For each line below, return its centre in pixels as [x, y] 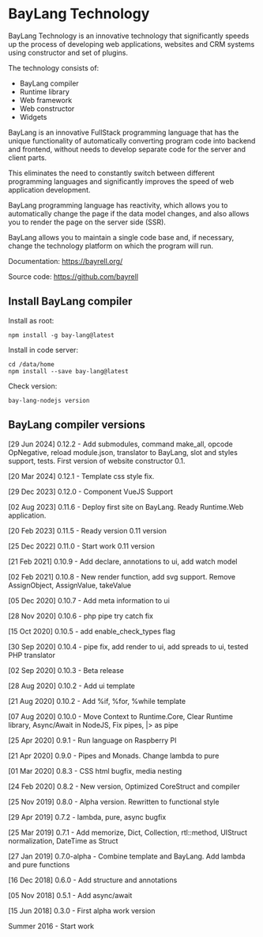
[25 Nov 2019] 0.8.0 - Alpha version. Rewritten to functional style [114, 801]
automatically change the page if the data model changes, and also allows [129, 213]
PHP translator [32, 655]
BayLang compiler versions [77, 425]
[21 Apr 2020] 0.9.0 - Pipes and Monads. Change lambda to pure [114, 755]
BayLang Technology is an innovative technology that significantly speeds [129, 36]
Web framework [46, 100]
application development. [49, 189]
